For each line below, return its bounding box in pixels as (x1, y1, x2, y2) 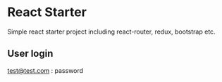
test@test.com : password (7, 66, 83, 74)
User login (7, 48, 54, 60)
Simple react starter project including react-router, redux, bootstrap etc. (7, 27, 216, 36)
